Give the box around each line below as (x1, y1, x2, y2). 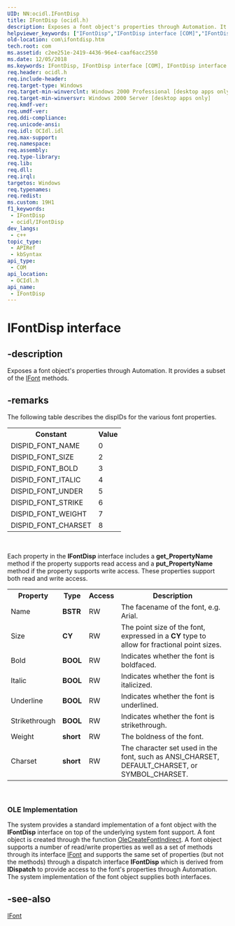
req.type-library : (7, 153, 61, 161)
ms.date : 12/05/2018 (7, 56, 68, 63)
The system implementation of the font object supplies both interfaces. (7, 873, 212, 881)
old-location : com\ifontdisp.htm (7, 36, 105, 43)
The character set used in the (121, 743, 218, 753)
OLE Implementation (7, 804, 78, 814)
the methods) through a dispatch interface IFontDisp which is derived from (7, 858, 224, 867)
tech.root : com (7, 43, 52, 50)
